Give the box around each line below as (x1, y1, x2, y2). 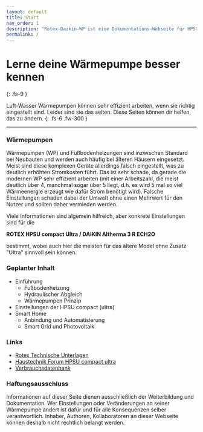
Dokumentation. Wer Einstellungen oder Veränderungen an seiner (6, 400, 170, 407)
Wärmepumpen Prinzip (24, 297, 82, 304)
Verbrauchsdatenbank (14, 364, 71, 371)
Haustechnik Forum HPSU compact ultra (14, 358, 116, 365)
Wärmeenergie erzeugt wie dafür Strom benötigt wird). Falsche (6, 188, 164, 195)
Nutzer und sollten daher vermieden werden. (6, 201, 118, 208)
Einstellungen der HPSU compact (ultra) (14, 303, 115, 310)
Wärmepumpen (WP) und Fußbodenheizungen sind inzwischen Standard (6, 149, 188, 157)
